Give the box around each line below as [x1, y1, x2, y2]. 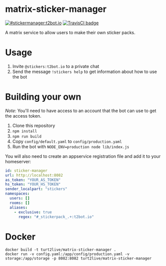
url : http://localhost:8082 [5, 173, 63, 178]
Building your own [5, 91, 82, 103]
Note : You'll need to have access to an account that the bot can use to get [5, 108, 157, 114]
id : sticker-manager [5, 168, 48, 173]
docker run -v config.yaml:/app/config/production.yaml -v [5, 252, 130, 257]
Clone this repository [12, 123, 55, 129]
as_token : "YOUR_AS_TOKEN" [5, 177, 61, 182]
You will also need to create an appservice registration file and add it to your [5, 153, 161, 159]
